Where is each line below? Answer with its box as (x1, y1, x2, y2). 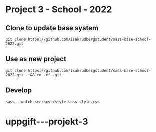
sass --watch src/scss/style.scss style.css (5, 99, 100, 104)
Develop (5, 86, 32, 95)
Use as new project (5, 55, 67, 63)
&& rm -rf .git (30, 72, 62, 77)
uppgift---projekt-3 (5, 116, 88, 127)
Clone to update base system (5, 24, 99, 32)
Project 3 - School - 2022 (5, 4, 112, 15)
